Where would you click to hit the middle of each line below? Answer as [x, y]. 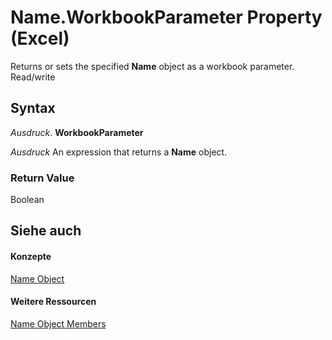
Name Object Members [58, 323]
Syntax [33, 108]
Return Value [42, 178]
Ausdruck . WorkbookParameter [77, 132]
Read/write [33, 77]
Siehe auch [46, 231]
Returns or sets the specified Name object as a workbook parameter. [152, 66]
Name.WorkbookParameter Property [166, 17]
